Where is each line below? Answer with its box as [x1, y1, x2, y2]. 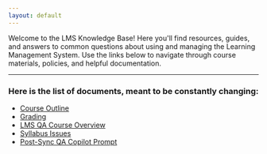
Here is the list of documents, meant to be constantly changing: [8, 85, 259, 96]
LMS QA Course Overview [19, 120, 106, 130]
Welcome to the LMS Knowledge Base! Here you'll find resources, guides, [8, 33, 250, 43]
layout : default [8, 11, 62, 20]
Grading [19, 111, 47, 121]
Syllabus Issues [19, 128, 72, 138]
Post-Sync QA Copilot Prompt [19, 137, 118, 146]
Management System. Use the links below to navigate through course [8, 50, 237, 59]
